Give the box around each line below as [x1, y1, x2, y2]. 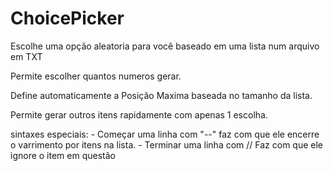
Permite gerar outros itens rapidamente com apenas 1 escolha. [10, 108, 268, 121]
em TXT [10, 50, 43, 62]
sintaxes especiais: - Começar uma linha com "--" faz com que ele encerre [10, 128, 320, 140]
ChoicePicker [10, 7, 125, 30]
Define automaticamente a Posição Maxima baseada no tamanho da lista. [10, 89, 313, 101]
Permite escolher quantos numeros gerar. [10, 70, 182, 82]
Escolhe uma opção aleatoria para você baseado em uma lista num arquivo [10, 40, 320, 52]
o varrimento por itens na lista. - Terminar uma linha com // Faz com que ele [10, 138, 324, 151]
